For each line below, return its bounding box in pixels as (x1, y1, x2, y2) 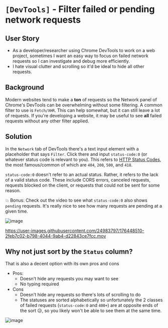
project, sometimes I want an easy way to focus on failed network (12, 53, 149, 59)
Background (5, 83, 44, 92)
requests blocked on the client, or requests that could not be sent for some (5, 182, 160, 188)
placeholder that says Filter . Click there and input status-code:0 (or (5, 151, 147, 157)
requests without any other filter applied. (5, 118, 89, 124)
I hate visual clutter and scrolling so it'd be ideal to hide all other (12, 64, 144, 69)
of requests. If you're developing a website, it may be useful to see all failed (5, 112, 162, 118)
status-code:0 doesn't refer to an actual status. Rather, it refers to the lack (5, 172, 159, 178)
